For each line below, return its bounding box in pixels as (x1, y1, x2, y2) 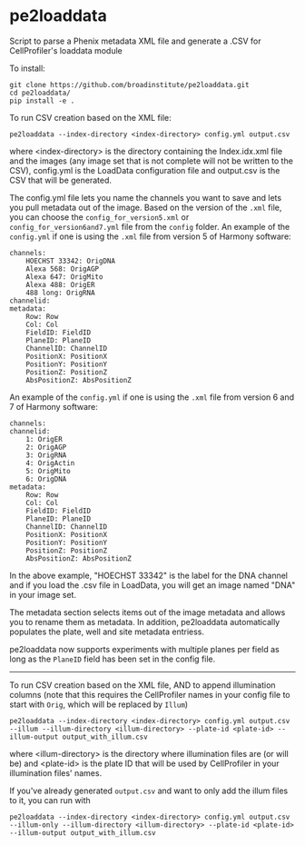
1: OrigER (25, 434, 64, 443)
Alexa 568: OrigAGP (25, 264, 100, 274)
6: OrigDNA (25, 474, 67, 483)
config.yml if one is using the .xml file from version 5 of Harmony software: (9, 231, 292, 242)
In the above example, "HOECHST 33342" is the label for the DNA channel (9, 570, 289, 581)
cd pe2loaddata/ (9, 88, 71, 97)
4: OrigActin (25, 458, 75, 468)
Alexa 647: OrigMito (25, 272, 103, 282)
